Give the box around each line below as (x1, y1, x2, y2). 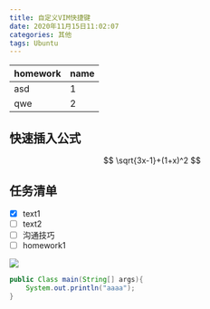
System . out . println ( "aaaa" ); (25, 284, 136, 293)
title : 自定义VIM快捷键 (9, 13, 91, 23)
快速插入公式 (9, 130, 81, 146)
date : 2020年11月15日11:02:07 (9, 22, 119, 31)
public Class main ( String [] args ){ (9, 275, 144, 285)
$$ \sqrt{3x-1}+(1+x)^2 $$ (103, 155, 201, 166)
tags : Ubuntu (9, 38, 59, 48)
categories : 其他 (9, 30, 72, 39)
